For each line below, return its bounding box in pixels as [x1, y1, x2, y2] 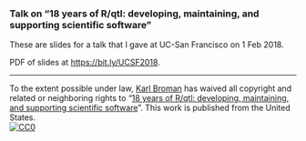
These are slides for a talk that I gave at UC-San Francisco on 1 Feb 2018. [9, 39, 284, 50]
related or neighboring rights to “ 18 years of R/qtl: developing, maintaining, [9, 93, 290, 104]
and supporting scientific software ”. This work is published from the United [9, 103, 291, 114]
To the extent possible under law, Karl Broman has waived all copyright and [9, 83, 292, 94]
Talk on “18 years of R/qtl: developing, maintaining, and [9, 7, 260, 20]
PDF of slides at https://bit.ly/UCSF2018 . [9, 57, 161, 68]
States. [9, 112, 36, 123]
